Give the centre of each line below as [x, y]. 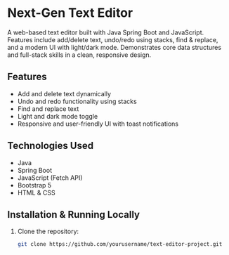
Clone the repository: [48, 231]
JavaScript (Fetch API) [50, 178]
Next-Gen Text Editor [70, 13]
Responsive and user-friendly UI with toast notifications [98, 124]
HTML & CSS [36, 192]
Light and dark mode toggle [58, 116]
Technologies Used [50, 146]
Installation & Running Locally [74, 215]
